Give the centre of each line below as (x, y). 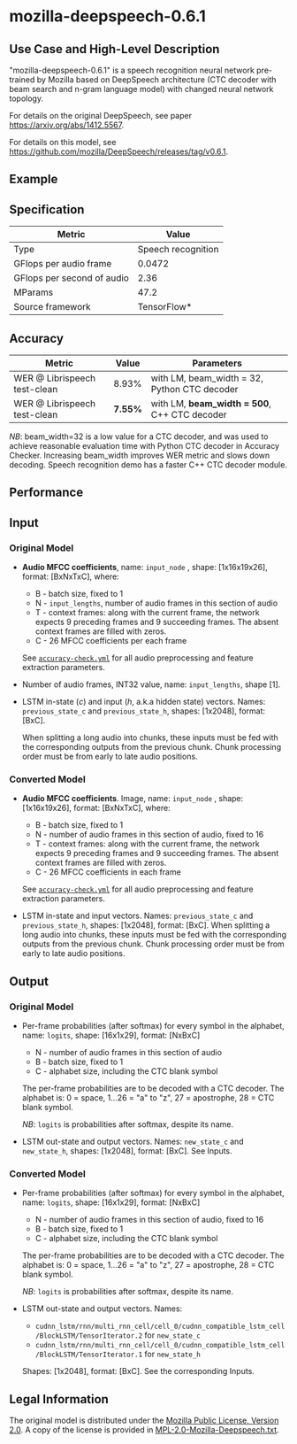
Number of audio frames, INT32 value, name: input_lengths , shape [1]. (151, 684)
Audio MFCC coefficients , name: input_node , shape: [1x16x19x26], (145, 568)
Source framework (52, 307)
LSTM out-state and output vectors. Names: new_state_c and (133, 1142)
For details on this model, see (63, 142)
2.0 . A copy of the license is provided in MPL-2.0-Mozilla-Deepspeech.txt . (145, 1430)
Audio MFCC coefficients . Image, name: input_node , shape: (133, 799)
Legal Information (59, 1399)
